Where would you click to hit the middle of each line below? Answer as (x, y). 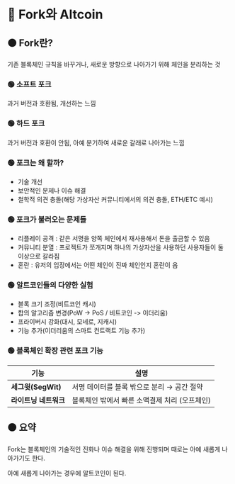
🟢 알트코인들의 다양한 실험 (50, 286)
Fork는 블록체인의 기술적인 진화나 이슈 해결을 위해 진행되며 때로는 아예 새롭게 (114, 449)
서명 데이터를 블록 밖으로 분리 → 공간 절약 (137, 387)
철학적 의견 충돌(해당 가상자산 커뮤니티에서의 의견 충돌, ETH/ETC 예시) (115, 199)
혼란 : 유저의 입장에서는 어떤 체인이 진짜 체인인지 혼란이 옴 (98, 265)
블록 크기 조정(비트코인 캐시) (57, 304)
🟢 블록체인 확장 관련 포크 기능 (56, 351)
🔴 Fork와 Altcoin (55, 15)
